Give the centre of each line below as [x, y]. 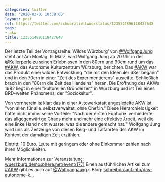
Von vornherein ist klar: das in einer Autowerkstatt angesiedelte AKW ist [78, 103]
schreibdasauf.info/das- [128, 169]
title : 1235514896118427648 [34, 38]
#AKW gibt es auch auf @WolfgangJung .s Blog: [54, 169]
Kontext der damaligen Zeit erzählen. [43, 135]
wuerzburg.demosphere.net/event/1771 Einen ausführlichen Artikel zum [78, 164]
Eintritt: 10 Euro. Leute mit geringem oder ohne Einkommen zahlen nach [78, 144]
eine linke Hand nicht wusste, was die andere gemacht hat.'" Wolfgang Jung [83, 124]
